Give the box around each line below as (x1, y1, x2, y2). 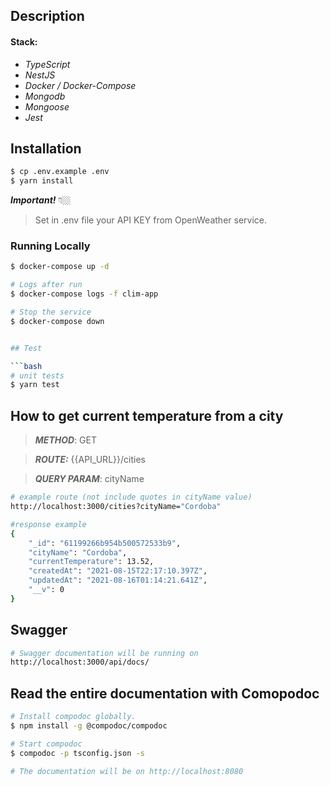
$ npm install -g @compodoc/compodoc (10, 721, 168, 731)
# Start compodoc (10, 739, 83, 749)
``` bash (10, 361, 43, 371)
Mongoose (24, 100, 70, 113)
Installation (10, 140, 82, 157)
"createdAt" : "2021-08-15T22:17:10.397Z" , (28, 566, 208, 576)
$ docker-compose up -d (10, 262, 110, 272)
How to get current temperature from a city (10, 407, 284, 424)
